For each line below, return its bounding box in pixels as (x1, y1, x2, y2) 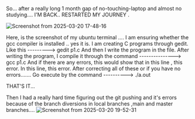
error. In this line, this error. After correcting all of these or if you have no (6, 65, 181, 72)
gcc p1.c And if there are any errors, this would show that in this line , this (6, 59, 183, 66)
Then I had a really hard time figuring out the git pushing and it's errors (6, 94, 177, 101)
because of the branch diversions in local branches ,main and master (6, 100, 173, 107)
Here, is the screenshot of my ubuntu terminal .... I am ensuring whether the (6, 34, 189, 40)
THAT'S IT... (6, 83, 35, 90)
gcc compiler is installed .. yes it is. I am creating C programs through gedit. (6, 40, 189, 47)
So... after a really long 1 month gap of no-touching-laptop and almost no (6, 5, 182, 12)
